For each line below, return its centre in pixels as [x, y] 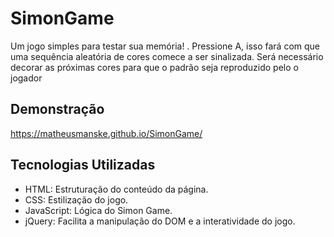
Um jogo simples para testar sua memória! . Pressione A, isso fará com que [165, 46]
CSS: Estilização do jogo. [76, 199]
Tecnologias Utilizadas [83, 165]
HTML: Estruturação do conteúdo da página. [116, 189]
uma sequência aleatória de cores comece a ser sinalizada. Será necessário [167, 56]
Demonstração [57, 109]
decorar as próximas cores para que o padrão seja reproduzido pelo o [154, 67]
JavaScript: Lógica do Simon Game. [98, 210]
